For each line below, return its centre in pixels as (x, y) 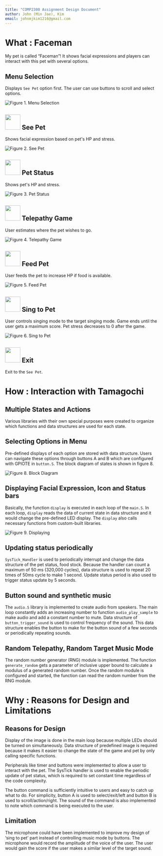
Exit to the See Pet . (24, 372)
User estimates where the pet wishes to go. (49, 230)
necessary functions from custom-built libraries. (54, 523)
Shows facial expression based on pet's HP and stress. (60, 139)
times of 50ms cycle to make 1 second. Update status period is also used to (81, 575)
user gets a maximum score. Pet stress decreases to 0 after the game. (75, 326)
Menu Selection (29, 77)
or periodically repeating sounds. (38, 633)
